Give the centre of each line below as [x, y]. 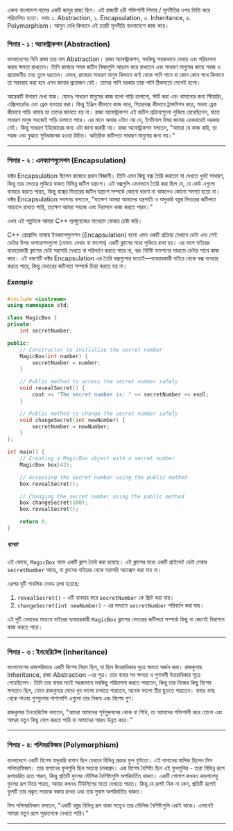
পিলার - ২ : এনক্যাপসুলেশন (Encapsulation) [67, 160]
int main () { [26, 452]
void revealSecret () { [52, 388]
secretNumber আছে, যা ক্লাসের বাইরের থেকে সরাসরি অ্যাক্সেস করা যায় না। [85, 569]
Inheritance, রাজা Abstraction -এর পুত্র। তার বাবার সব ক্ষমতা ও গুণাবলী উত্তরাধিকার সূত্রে [104, 675]
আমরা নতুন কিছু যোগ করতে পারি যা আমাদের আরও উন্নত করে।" [70, 720]
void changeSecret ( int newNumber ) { [73, 420]
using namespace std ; [38, 305]
